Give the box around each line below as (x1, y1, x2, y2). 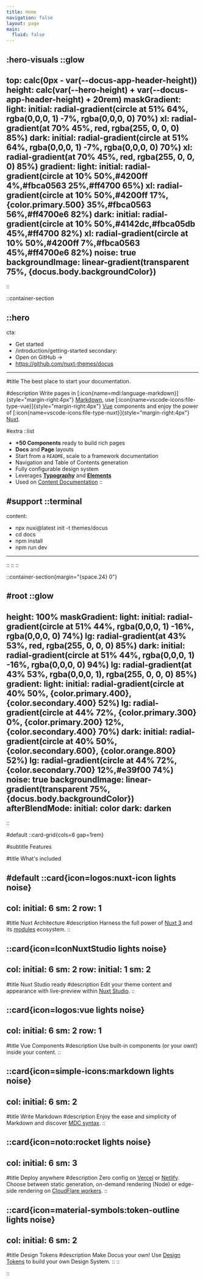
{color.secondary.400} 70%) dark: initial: (6, 726, 168, 737)
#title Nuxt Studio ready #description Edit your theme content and (6, 980, 172, 988)
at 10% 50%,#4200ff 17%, (65, 190, 169, 200)
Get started (15, 340, 44, 348)
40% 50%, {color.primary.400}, (6, 688, 132, 699)
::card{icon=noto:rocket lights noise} (6, 1137, 151, 1148)
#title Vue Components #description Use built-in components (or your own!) (6, 1042, 198, 1049)
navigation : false (6, 15, 53, 21)
